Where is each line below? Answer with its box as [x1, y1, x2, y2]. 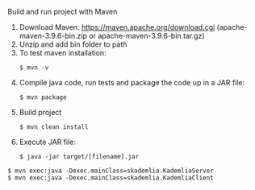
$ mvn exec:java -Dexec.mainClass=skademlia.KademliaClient [7, 174, 215, 182]
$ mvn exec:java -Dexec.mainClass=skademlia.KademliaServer [7, 167, 215, 175]
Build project [19, 108, 62, 117]
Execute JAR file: [19, 137, 77, 147]
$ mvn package [19, 93, 67, 101]
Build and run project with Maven [7, 7, 118, 16]
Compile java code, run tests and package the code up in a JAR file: [19, 78, 245, 87]
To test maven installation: [19, 48, 107, 57]
